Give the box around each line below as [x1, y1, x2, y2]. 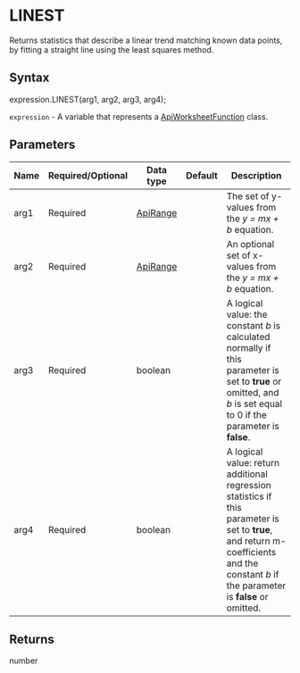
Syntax [9, 71, 50, 86]
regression [226, 478, 271, 491]
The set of [226, 189, 270, 202]
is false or [226, 590, 269, 602]
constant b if [226, 568, 279, 580]
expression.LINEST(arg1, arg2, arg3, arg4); [9, 94, 167, 104]
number [9, 655, 38, 666]
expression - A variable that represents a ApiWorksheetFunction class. [9, 111, 269, 121]
